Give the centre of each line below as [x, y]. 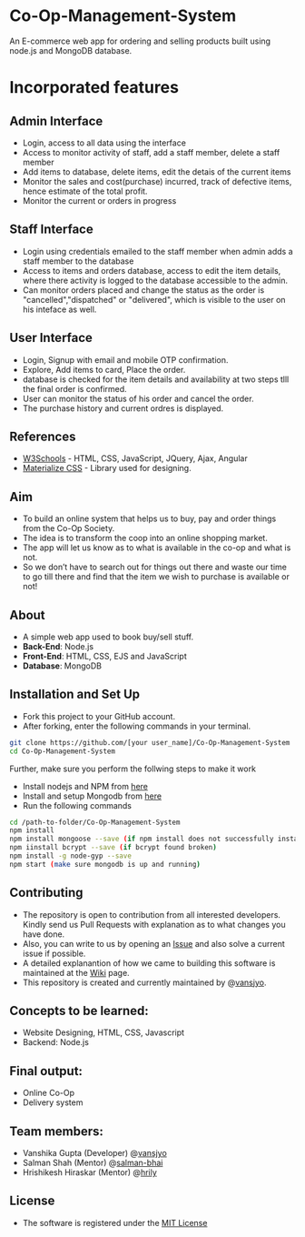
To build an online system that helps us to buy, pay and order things [149, 518]
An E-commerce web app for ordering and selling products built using [140, 41]
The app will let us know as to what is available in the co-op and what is [157, 548]
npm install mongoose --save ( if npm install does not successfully [142, 839]
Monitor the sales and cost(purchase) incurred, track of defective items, [157, 181]
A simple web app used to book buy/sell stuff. [108, 637]
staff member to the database [78, 261]
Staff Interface [51, 230]
